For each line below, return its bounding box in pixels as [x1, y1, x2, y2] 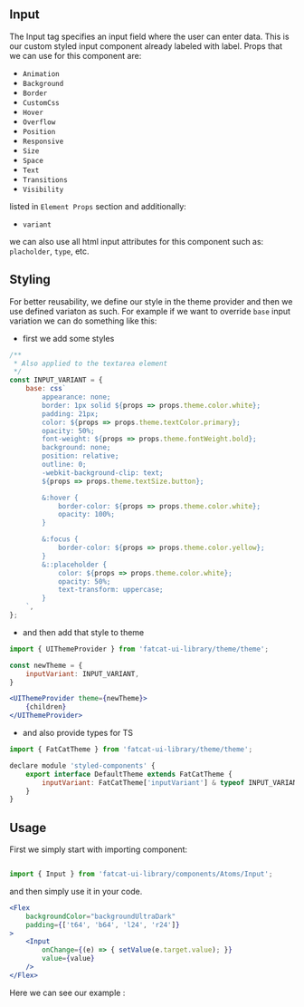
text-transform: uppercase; [57, 586, 165, 595]
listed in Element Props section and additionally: [9, 200, 187, 211]
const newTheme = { [9, 661, 83, 670]
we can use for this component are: [9, 50, 142, 61]
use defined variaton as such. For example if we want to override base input [9, 305, 291, 316]
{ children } [25, 702, 67, 712]
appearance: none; [42, 392, 111, 402]
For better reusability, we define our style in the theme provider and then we [9, 295, 293, 306]
